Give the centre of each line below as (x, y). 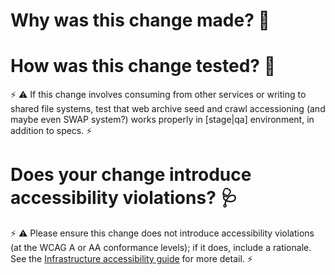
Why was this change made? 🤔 (140, 20)
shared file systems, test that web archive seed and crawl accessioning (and (168, 109)
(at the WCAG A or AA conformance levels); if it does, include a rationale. (161, 248)
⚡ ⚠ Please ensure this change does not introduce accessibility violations (162, 233)
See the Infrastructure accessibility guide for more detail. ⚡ (131, 259)
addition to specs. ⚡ (51, 131)
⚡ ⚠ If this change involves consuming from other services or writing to (158, 95)
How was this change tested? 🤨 (143, 66)
